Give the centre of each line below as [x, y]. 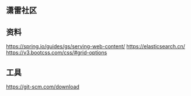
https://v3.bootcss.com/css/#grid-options [57, 53]
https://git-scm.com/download [43, 87]
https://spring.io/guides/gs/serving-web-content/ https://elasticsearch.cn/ [96, 47]
